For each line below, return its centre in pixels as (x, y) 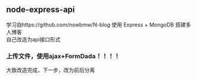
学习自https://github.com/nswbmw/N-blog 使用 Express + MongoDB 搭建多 (99, 24)
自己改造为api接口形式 (33, 39)
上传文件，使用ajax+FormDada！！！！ (63, 56)
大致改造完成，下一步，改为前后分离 (51, 70)
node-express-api (41, 10)
